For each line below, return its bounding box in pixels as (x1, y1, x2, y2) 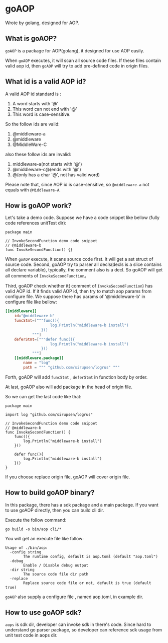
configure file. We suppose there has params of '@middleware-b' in (5, 294, 145, 300)
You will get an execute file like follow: (5, 535, 84, 541)
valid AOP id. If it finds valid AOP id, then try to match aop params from (5, 288, 152, 295)
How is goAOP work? (5, 201, 72, 209)
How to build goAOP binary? (5, 488, 95, 497)
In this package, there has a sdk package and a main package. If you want (5, 502, 159, 508)
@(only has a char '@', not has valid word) (12, 172, 100, 178)
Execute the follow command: (5, 517, 67, 523)
